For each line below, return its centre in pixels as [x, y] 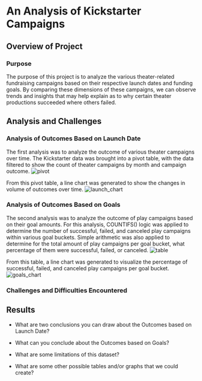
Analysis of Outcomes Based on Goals [63, 205]
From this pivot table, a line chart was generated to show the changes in [96, 183]
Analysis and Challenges [54, 121]
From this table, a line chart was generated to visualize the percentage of [97, 262]
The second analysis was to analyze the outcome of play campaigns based [99, 218]
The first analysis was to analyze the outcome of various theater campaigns [100, 152]
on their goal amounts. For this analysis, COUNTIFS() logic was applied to [97, 224]
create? [24, 373]
